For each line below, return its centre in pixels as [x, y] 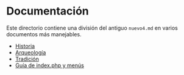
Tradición [27, 59]
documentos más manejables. [44, 34]
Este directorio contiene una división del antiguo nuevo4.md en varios [92, 28]
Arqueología [30, 52]
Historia [25, 46]
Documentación [48, 11]
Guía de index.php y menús [49, 65]
